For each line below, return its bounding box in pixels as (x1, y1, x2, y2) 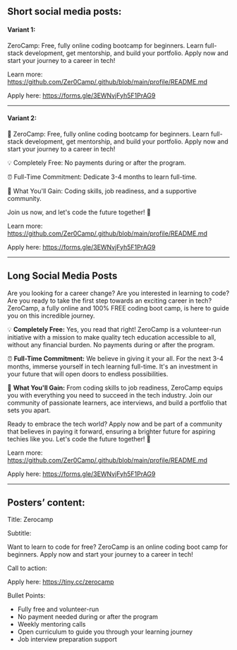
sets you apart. (7, 406, 51, 414)
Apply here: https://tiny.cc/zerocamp (7, 578, 114, 586)
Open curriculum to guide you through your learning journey (17, 627, 193, 636)
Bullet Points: (7, 591, 46, 600)
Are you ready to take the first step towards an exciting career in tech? (7, 296, 212, 305)
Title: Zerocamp (7, 516, 54, 524)
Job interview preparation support (17, 635, 118, 644)
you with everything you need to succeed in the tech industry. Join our (7, 390, 213, 399)
